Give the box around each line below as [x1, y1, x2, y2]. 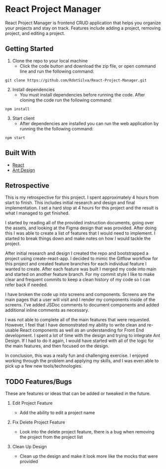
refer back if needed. [5, 282, 48, 288]
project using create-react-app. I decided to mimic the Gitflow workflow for [5, 256, 158, 261]
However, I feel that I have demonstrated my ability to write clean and [5, 322, 146, 328]
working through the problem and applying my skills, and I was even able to [5, 358, 159, 364]
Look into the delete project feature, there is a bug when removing [19, 429, 155, 435]
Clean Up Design [12, 444, 47, 450]
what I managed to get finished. [5, 210, 70, 216]
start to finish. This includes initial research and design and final [5, 200, 135, 206]
